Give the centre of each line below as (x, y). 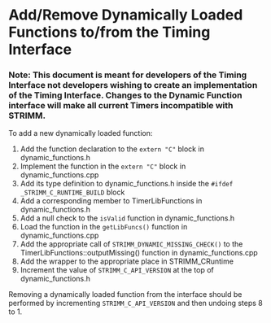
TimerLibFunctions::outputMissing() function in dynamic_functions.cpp (139, 253)
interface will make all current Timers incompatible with (121, 106)
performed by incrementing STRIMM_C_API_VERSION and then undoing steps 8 (135, 303)
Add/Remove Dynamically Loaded (126, 15)
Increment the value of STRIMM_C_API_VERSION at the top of (117, 270)
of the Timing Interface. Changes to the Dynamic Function (125, 95)
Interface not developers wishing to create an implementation (133, 85)
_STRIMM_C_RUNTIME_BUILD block (72, 192)
